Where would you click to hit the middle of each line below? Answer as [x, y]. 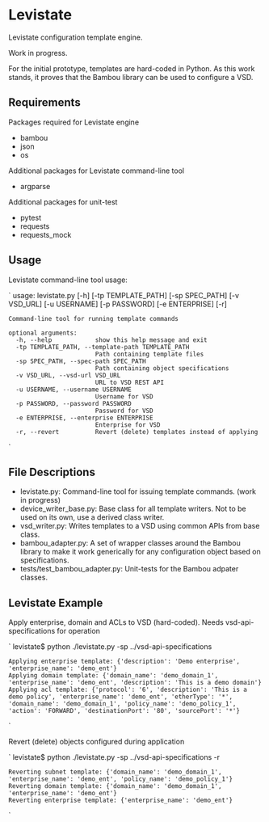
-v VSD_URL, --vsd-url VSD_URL [68, 375]
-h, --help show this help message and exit [111, 340]
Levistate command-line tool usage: [68, 280]
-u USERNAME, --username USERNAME [74, 390]
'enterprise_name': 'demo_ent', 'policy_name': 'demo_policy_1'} [120, 779]
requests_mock [46, 234]
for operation [79, 631]
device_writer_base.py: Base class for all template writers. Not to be [133, 509]
